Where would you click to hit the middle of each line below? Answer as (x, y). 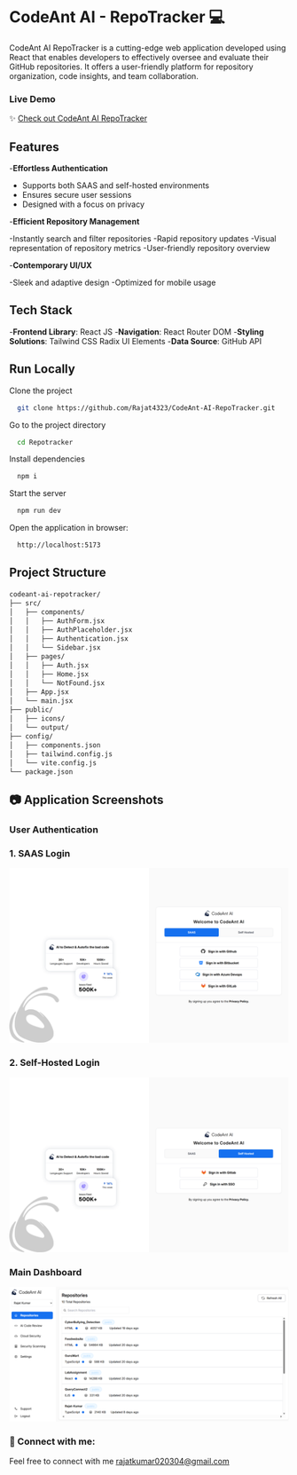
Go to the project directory (58, 425)
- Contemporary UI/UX (51, 265)
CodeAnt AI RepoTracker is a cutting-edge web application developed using (148, 47)
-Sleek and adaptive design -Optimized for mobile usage (113, 283)
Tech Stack (41, 310)
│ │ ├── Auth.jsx (49, 665)
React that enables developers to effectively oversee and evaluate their (139, 57)
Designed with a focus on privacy (83, 204)
